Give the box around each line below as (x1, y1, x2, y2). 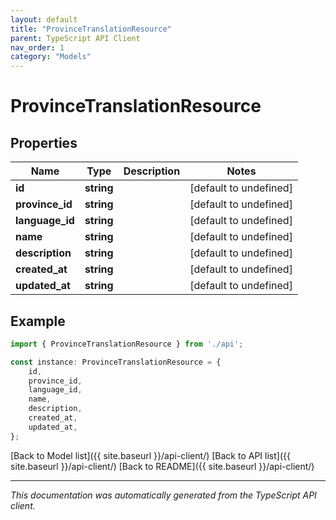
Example (10, 312, 66, 330)
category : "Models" (10, 52, 92, 62)
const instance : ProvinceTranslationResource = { (10, 357, 222, 367)
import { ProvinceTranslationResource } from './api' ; (10, 339, 244, 349)
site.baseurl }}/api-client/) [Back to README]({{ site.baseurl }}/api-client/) (10, 460, 315, 472)
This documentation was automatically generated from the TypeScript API (10, 489, 317, 501)
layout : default (10, 14, 78, 25)
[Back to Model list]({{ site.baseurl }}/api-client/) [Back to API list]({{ (10, 449, 291, 461)
